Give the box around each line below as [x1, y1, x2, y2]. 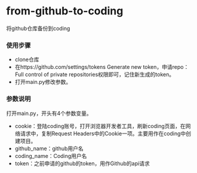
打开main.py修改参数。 [14, 78, 72, 86]
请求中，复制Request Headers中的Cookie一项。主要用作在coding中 [20, 130, 186, 137]
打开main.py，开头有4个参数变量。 [6, 110, 93, 117]
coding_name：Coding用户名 [14, 152, 87, 159]
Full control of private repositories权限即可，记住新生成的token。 [14, 71, 175, 78]
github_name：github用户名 [14, 145, 84, 152]
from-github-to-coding [6, 4, 124, 18]
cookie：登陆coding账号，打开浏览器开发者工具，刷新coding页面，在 [14, 122, 186, 129]
